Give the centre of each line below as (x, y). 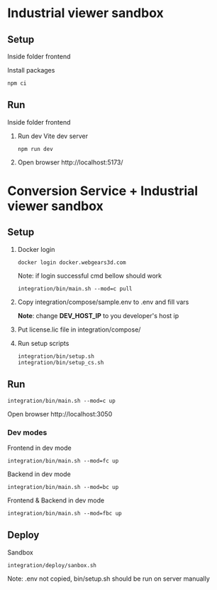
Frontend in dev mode (40, 448)
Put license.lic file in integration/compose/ (79, 330)
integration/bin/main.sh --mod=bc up (63, 487)
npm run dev (35, 149)
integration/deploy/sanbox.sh (52, 565)
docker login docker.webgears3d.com (72, 262)
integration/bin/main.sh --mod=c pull (75, 289)
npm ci (17, 83)
